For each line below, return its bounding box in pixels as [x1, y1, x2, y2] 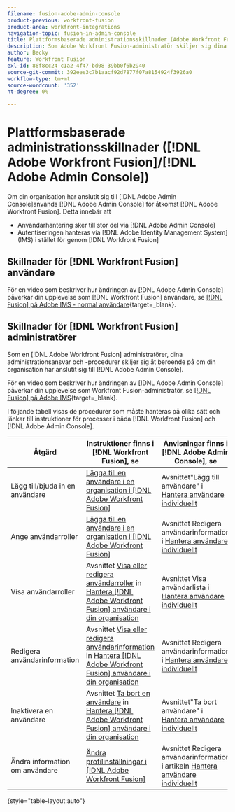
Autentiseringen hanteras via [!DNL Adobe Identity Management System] [17, 228, 228, 237]
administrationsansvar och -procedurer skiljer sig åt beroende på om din [7, 358, 216, 366]
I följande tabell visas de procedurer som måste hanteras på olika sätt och [7, 407, 220, 415]
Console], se [173, 456, 218, 465]
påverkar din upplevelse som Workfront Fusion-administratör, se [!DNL [7, 386, 211, 394]
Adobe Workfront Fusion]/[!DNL [7, 155, 197, 170]
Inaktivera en [10, 706, 54, 715]
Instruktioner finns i [86, 438, 155, 448]
